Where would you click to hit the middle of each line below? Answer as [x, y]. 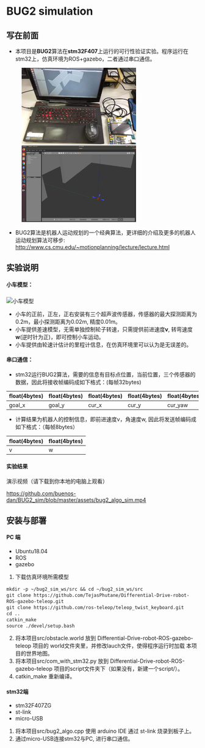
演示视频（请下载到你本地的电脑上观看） [57, 481]
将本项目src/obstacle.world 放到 [56, 638]
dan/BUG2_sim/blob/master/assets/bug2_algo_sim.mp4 [76, 499]
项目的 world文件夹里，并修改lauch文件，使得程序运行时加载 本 [112, 646]
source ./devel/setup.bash [41, 626]
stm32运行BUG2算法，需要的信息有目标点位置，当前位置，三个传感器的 [105, 374]
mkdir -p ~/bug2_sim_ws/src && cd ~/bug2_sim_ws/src [75, 589]
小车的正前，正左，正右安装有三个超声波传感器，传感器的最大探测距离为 [106, 314]
